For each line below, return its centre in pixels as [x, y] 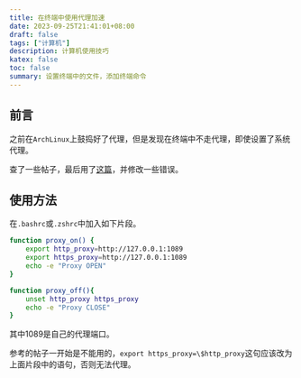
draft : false [34, 34]
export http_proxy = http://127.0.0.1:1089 [104, 249]
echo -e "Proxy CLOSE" [68, 308]
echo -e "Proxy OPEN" [66, 266]
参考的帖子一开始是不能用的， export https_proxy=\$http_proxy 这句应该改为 [151, 354]
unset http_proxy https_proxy [82, 299]
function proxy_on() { [52, 241]
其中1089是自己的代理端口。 [62, 334]
